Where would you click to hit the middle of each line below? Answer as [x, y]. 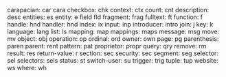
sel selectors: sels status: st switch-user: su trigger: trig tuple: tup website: [113, 60]
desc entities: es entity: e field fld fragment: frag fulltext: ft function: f [105, 17]
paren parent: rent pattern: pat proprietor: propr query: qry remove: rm [107, 46]
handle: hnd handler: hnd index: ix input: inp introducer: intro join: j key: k [110, 24]
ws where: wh [27, 68]
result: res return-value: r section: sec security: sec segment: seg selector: [113, 53]
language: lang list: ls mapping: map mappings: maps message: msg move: [113, 31]
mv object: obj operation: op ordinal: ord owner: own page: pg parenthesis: [113, 39]
